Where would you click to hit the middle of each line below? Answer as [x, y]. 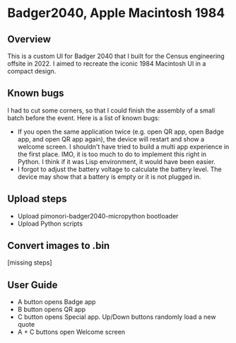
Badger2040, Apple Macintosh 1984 [116, 13]
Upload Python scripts [50, 223]
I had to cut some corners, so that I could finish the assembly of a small [111, 110]
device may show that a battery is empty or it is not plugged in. [109, 176]
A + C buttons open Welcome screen [71, 332]
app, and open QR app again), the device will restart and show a [111, 139]
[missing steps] [30, 262]
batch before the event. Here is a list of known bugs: [84, 117]
